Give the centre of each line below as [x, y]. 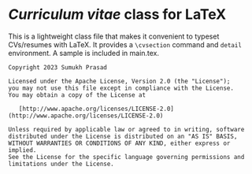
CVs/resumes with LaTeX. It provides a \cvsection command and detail [125, 44]
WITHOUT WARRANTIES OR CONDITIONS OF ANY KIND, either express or [119, 143]
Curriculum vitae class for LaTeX [117, 15]
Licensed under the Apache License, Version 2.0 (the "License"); [119, 81]
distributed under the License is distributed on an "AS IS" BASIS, [123, 136]
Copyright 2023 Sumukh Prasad [58, 67]
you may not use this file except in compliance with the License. [121, 88]
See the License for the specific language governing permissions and [126, 157]
